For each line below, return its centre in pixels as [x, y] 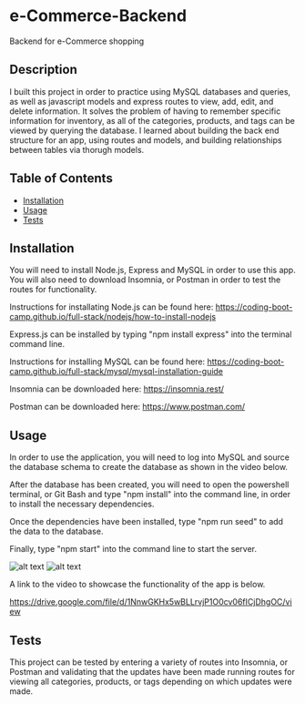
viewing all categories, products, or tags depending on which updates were [151, 681]
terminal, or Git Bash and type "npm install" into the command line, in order [150, 495]
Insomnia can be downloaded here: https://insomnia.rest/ [117, 389]
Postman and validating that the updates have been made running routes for [152, 672]
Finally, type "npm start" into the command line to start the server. [133, 549]
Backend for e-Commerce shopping [77, 41]
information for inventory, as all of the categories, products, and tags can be [152, 120]
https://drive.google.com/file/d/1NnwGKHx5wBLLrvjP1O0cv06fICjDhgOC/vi [151, 602]
